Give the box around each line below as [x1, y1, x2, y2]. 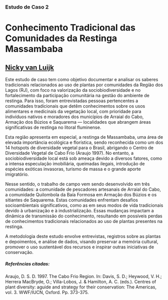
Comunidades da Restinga [5, 33, 117, 44]
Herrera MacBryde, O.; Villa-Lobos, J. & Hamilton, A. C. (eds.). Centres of [5, 278, 156, 284]
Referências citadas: [5, 260, 50, 266]
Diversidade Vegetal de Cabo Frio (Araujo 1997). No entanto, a [5, 150, 134, 156]
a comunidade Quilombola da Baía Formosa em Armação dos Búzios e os [5, 191, 157, 197]
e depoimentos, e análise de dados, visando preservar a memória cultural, [5, 238, 159, 244]
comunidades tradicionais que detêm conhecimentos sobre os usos [5, 103, 145, 109]
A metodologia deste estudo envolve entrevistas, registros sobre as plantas [5, 233, 161, 239]
